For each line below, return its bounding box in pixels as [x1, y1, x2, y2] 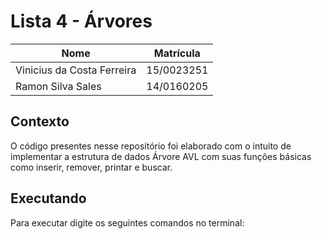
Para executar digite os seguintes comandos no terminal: [10, 216, 245, 229]
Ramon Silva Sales [15, 79, 102, 93]
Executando [10, 190, 87, 207]
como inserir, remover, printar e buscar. [10, 161, 173, 173]
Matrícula [153, 46, 201, 60]
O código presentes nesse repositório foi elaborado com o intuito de [10, 140, 292, 152]
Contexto [10, 113, 70, 130]
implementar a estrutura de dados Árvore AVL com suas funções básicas [10, 150, 312, 162]
